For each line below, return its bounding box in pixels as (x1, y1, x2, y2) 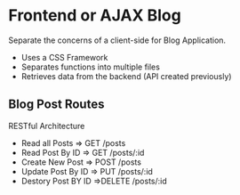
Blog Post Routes (8, 97, 105, 112)
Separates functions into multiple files (20, 61, 161, 72)
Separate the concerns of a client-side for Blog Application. (8, 35, 227, 45)
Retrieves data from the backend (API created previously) (20, 70, 232, 81)
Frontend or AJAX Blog (8, 5, 181, 26)
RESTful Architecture (8, 120, 85, 131)
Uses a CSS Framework (20, 52, 108, 62)
